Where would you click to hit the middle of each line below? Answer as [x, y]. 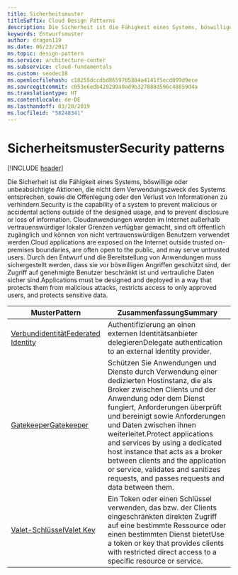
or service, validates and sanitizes [164, 469]
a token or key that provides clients [166, 543]
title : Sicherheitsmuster [45, 14]
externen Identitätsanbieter [153, 333]
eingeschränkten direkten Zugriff [162, 516]
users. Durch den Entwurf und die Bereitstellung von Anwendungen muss [114, 257]
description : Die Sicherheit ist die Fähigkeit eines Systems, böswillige [120, 27]
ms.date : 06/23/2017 [38, 47]
